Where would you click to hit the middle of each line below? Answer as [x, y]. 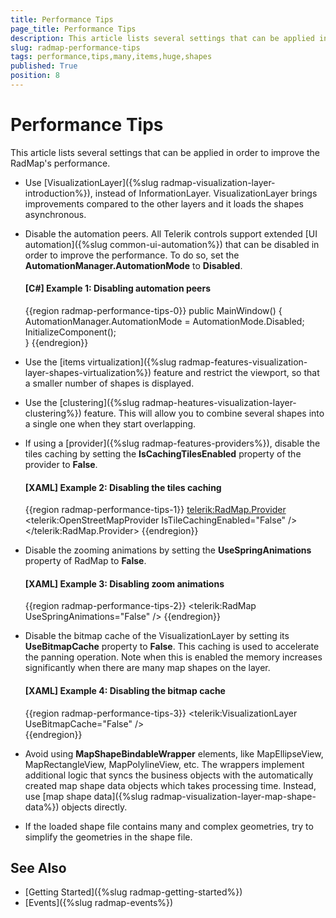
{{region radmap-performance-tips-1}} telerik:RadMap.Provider [155, 510]
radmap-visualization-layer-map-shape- [233, 796]
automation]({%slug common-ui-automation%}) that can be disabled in [172, 244]
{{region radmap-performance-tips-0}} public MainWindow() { [153, 311]
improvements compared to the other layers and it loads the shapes [164, 203]
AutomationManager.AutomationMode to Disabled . [133, 265]
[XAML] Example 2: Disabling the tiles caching [123, 487]
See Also [38, 868]
